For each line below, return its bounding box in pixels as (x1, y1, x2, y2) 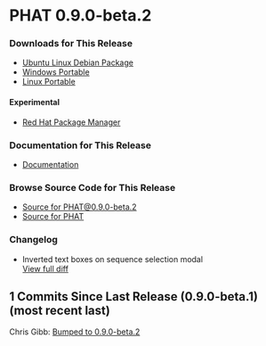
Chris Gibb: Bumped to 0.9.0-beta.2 (9, 326, 141, 337)
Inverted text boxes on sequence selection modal (21, 253, 203, 264)
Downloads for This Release (9, 37, 133, 50)
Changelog (9, 234, 58, 246)
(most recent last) (9, 302, 111, 317)
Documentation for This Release (9, 139, 151, 152)
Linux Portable (21, 77, 76, 87)
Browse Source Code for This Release (9, 181, 176, 194)
